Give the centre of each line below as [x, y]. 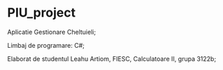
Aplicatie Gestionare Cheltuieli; [52, 32]
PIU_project [41, 13]
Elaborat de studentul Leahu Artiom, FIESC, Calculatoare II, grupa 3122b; [112, 59]
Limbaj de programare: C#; [46, 45]
